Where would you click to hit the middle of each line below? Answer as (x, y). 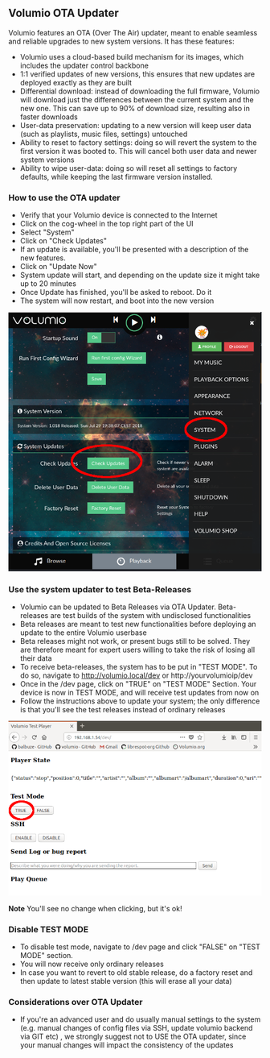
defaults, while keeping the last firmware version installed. (116, 176)
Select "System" (47, 232)
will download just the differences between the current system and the (137, 99)
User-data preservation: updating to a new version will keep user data (135, 125)
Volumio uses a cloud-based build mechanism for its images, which (131, 56)
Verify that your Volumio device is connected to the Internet (119, 215)
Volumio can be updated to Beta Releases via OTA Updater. (118, 607)
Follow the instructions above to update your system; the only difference (140, 701)
